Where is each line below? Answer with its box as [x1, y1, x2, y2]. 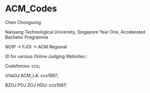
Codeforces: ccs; [5, 63, 41, 69]
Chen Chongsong [5, 19, 41, 25]
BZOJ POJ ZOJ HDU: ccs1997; [5, 82, 67, 88]
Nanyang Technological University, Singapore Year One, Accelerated [5, 29, 146, 35]
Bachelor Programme [5, 34, 49, 40]
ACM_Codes [5, 3, 57, 14]
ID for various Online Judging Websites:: [5, 53, 88, 59]
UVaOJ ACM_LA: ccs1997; [5, 72, 59, 78]
